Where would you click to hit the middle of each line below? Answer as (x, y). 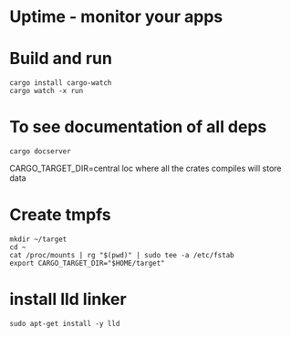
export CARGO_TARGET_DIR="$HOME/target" (88, 263)
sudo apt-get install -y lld (65, 323)
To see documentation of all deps (138, 127)
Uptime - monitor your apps (116, 17)
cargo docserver (40, 152)
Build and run (61, 59)
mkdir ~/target (38, 239)
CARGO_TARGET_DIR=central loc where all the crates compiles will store (145, 168)
